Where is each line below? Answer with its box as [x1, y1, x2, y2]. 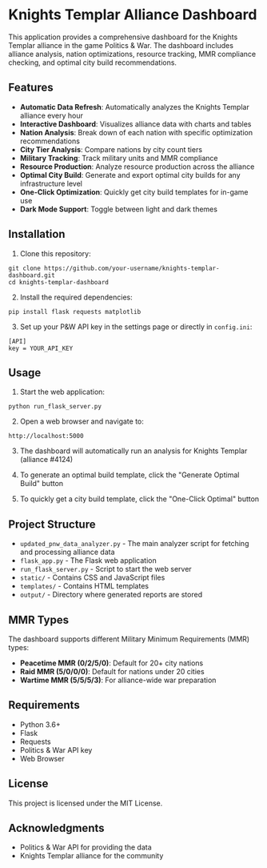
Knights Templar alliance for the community [19, 851, 164, 861]
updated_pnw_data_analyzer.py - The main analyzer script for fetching [19, 539, 249, 549]
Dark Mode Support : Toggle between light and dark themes [19, 204, 218, 214]
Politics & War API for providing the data [19, 842, 152, 852]
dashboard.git [8, 271, 56, 279]
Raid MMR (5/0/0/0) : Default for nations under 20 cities [19, 667, 205, 676]
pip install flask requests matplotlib [8, 307, 141, 315]
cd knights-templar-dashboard [8, 278, 110, 286]
